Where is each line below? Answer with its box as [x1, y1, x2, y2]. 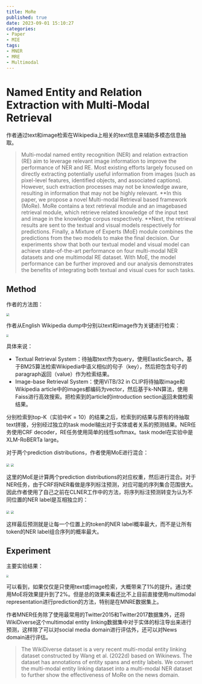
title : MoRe [6, 8, 36, 15]
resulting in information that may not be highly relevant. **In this [21, 189, 182, 197]
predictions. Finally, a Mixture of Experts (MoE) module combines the [21, 228, 193, 235]
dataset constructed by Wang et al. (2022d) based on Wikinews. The [21, 652, 192, 659]
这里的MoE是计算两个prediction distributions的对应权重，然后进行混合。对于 [6, 473, 197, 480]
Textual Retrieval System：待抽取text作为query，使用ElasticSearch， [14, 355, 187, 363]
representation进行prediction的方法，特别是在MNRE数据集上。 [6, 598, 162, 605]
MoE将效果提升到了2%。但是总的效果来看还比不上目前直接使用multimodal [11, 591, 196, 598]
